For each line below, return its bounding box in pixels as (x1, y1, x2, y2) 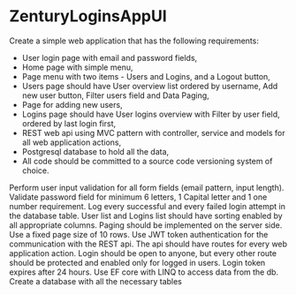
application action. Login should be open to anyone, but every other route (9, 247, 277, 258)
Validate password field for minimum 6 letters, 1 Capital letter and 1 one (9, 192, 268, 202)
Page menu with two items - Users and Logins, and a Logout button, (21, 71, 271, 81)
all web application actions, (21, 137, 122, 147)
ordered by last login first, (21, 117, 117, 129)
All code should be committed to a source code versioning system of (21, 155, 273, 166)
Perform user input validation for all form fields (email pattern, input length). (9, 182, 285, 193)
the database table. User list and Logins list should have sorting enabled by (9, 210, 283, 221)
